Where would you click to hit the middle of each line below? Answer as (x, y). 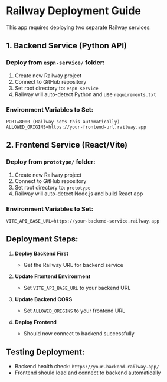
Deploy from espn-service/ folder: (55, 63)
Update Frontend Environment (53, 276)
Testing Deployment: (45, 352)
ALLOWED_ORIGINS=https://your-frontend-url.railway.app (76, 127)
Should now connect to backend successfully (79, 333)
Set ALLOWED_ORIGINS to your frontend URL (74, 311)
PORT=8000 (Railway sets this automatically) (63, 122)
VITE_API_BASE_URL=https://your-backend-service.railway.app (83, 221)
